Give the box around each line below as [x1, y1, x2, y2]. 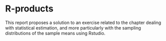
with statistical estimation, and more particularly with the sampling [5, 24, 141, 30]
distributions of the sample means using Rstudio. [5, 30, 106, 36]
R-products [5, 3, 54, 14]
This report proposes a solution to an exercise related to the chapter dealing [5, 19, 162, 25]
